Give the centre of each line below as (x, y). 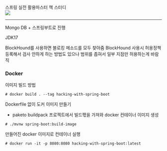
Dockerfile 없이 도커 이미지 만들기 (38, 104)
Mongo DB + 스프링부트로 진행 (35, 27)
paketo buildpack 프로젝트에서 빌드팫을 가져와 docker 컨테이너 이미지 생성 (85, 115)
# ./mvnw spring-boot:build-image (41, 124)
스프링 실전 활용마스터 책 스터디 (36, 7)
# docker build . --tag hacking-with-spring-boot (58, 94)
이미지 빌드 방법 (21, 85)
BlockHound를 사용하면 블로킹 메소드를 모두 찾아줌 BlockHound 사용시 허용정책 (83, 48)
